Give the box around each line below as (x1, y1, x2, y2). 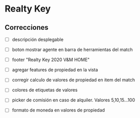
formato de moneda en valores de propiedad (12, 107, 105, 113)
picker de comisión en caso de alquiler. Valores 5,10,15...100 (12, 97, 135, 103)
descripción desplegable (12, 36, 64, 42)
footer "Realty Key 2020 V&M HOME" (12, 56, 90, 63)
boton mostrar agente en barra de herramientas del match (12, 46, 133, 53)
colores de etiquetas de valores (12, 87, 78, 93)
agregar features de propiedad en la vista (12, 67, 98, 73)
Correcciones (5, 23, 49, 32)
